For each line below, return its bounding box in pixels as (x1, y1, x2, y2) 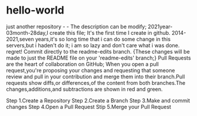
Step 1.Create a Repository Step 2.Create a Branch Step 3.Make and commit (6, 97, 191, 104)
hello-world (6, 4, 65, 17)
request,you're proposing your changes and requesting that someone (6, 67, 175, 74)
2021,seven (6, 35, 34, 42)
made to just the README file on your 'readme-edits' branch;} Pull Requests (6, 54, 191, 61)
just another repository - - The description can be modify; (6, 23, 147, 30)
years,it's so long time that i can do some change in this (35, 35, 171, 42)
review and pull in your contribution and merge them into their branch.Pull (6, 73, 185, 80)
